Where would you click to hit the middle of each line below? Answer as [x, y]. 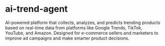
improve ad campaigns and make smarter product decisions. [67, 38]
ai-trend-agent [37, 9]
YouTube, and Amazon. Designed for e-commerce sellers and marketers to [82, 33]
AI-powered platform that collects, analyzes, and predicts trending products [83, 23]
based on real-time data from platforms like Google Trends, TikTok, [74, 27]
